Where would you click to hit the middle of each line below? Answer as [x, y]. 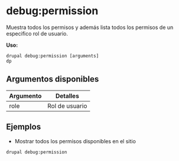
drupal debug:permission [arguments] [53, 56]
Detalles [67, 96]
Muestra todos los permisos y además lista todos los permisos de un [90, 27]
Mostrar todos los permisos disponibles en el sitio [75, 141]
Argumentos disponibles [53, 79]
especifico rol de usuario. [37, 33]
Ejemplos [24, 127]
